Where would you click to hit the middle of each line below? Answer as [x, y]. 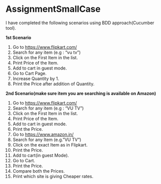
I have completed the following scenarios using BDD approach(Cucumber [80, 23]
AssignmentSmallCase [53, 9]
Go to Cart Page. [30, 73]
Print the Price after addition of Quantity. [54, 84]
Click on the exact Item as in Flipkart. [50, 145]
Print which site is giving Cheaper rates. [53, 176]
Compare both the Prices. [39, 171]
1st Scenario [18, 37]
